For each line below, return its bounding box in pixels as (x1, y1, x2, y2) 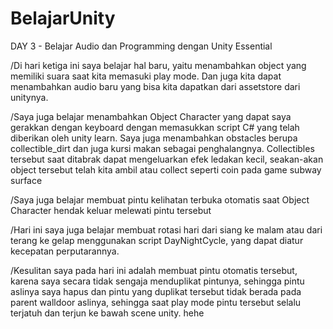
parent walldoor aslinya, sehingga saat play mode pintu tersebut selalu (10, 296, 302, 308)
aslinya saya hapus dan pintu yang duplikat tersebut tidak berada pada (10, 285, 302, 297)
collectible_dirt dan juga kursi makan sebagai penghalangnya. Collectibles (10, 142, 315, 154)
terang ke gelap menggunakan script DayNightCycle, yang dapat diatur (10, 234, 304, 246)
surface (10, 174, 43, 186)
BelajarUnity (10, 7, 116, 30)
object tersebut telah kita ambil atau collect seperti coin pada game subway (10, 163, 322, 176)
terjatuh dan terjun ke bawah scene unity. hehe (10, 307, 205, 319)
